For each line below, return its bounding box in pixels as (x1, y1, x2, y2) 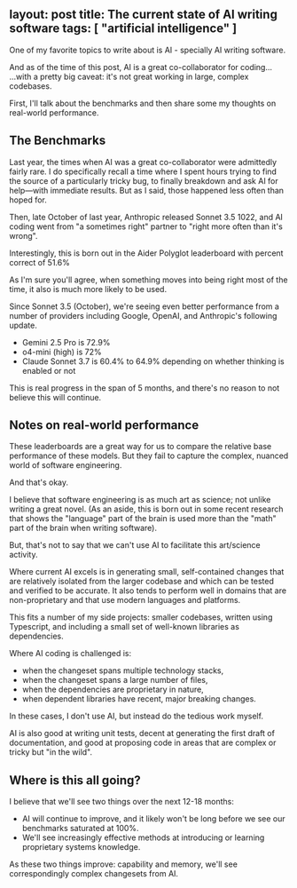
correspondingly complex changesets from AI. (9, 868, 179, 879)
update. (9, 320, 37, 330)
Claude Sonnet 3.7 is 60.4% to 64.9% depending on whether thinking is (21, 355, 285, 367)
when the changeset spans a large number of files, (21, 675, 208, 686)
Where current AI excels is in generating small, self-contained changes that (9, 567, 285, 577)
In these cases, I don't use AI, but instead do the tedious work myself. (9, 710, 264, 722)
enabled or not (21, 365, 76, 376)
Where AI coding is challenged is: (9, 648, 132, 659)
